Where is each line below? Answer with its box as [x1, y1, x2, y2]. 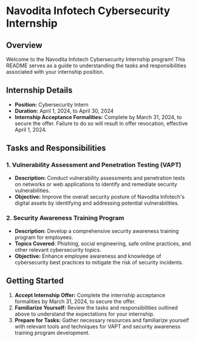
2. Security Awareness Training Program [6, 214, 125, 222]
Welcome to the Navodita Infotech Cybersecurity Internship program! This [6, 56, 186, 63]
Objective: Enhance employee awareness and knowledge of [14, 252, 162, 259]
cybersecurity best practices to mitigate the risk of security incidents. [14, 258, 183, 266]
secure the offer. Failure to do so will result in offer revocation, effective [14, 120, 188, 127]
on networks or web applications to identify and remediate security [14, 180, 178, 188]
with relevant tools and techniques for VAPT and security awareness [14, 323, 181, 330]
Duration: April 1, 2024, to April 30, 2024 [14, 107, 114, 114]
